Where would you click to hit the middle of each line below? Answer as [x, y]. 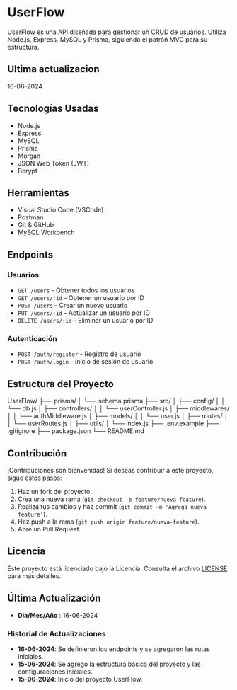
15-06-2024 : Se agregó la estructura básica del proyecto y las [109, 664]
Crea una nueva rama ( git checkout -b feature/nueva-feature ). [111, 499]
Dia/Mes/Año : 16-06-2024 [58, 615]
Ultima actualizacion [54, 69]
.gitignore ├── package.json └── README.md [76, 431]
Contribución [37, 453]
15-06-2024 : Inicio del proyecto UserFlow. [80, 679]
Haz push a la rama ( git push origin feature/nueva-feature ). [108, 522]
